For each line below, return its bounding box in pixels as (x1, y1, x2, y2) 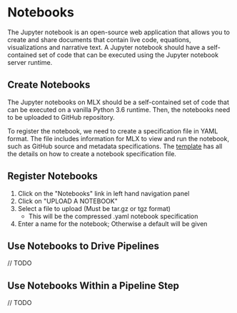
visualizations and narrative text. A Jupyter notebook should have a (7, 43, 206, 51)
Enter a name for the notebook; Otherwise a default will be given (17, 219, 208, 228)
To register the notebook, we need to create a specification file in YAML (7, 126, 218, 135)
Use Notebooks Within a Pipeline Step (7, 279, 180, 292)
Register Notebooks (7, 170, 99, 183)
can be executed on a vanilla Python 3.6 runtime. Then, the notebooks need (7, 105, 231, 114)
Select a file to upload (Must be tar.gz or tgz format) (17, 204, 171, 212)
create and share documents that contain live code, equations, (7, 35, 191, 43)
